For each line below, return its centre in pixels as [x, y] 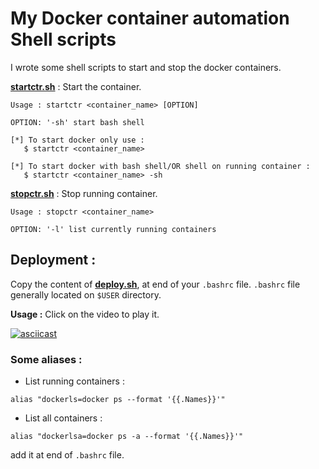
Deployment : [53, 260]
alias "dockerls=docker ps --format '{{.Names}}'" [118, 400]
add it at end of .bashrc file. [67, 455]
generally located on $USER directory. [86, 294]
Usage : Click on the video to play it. [85, 314]
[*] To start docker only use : [77, 140]
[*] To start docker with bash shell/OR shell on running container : [160, 166]
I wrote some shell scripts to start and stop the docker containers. [146, 67]
